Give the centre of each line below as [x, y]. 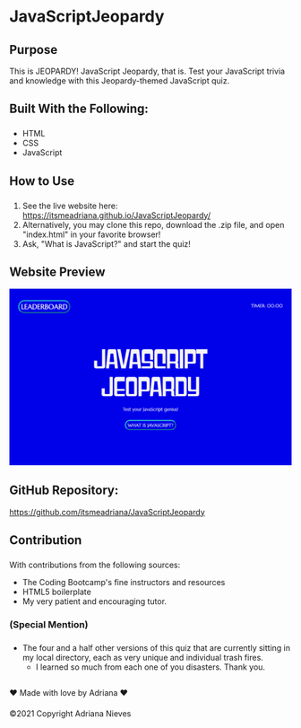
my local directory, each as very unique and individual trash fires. [143, 657]
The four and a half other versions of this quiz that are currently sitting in [156, 647]
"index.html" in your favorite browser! [91, 234]
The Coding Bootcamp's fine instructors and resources [124, 583]
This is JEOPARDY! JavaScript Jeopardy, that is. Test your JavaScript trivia [147, 71]
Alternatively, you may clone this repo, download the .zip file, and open [153, 224]
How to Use [42, 181]
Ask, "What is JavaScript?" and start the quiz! [106, 243]
